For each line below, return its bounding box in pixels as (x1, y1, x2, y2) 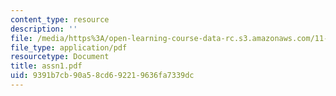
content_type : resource (10, 14, 110, 25)
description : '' (10, 24, 78, 34)
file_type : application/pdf (10, 42, 128, 53)
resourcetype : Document (10, 52, 110, 62)
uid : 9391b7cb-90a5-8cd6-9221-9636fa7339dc (10, 71, 195, 81)
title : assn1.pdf (10, 61, 83, 71)
